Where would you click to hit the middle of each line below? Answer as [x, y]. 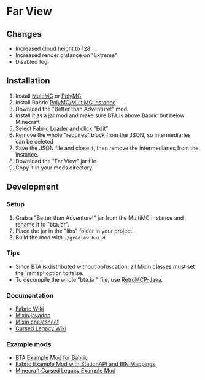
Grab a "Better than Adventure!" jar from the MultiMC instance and [99, 218]
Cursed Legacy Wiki [41, 328]
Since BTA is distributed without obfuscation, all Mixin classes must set [105, 266]
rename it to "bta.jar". [42, 224]
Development [33, 187]
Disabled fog [31, 62]
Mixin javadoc [33, 316]
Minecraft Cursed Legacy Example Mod [65, 371]
